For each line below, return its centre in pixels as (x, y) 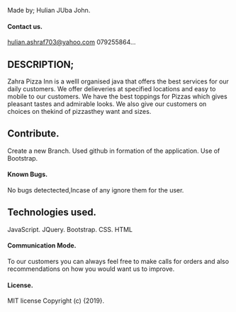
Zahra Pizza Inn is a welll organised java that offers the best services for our (118, 81)
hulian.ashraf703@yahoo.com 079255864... (72, 42)
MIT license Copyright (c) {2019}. (56, 301)
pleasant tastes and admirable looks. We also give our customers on (107, 104)
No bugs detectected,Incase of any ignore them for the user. (96, 190)
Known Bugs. (28, 174)
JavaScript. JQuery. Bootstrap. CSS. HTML (70, 229)
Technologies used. (52, 213)
